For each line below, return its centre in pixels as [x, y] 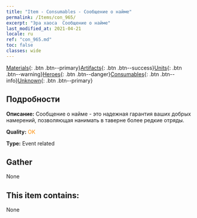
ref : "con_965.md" [29, 40]
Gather [19, 162]
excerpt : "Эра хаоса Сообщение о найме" [59, 23]
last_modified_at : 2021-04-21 [44, 28]
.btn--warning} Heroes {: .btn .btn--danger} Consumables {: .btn [83, 74]
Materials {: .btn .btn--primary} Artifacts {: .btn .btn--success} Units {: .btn [94, 68]
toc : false [20, 46]
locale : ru [20, 34]
